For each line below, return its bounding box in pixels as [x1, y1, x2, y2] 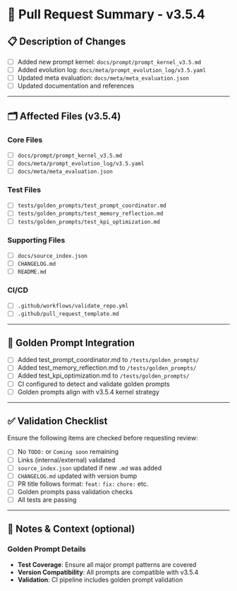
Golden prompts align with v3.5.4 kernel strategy [17, 387, 160, 396]
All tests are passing [17, 495, 77, 504]
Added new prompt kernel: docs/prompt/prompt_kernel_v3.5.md [17, 58, 202, 66]
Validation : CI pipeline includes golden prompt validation [17, 575, 183, 584]
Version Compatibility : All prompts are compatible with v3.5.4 [17, 568, 199, 576]
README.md [17, 269, 47, 276]
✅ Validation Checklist [7, 415, 108, 427]
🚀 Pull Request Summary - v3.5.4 [7, 6, 206, 23]
